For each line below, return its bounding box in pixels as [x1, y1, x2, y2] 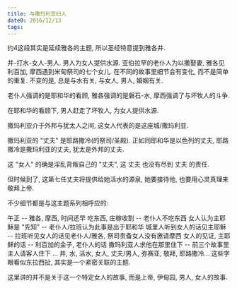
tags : [7, 23, 23, 30]
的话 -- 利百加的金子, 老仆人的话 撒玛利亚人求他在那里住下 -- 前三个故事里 [13, 241, 230, 249]
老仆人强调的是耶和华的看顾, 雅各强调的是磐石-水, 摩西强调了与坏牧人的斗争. [7, 91, 230, 100]
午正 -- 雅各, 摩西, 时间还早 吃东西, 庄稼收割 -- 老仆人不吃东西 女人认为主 [7, 214, 220, 222]
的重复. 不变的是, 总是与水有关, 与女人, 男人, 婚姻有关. [7, 76, 163, 85]
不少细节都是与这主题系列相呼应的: [7, 199, 109, 208]
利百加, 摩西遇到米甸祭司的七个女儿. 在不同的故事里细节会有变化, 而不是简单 [7, 68, 229, 76]
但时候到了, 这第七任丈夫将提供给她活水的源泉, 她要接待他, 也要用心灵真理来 [7, 175, 229, 184]
